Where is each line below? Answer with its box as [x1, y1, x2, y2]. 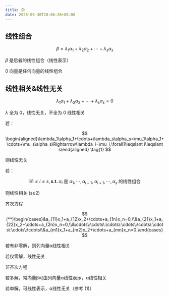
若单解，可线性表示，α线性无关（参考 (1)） [5, 285, 94, 291]
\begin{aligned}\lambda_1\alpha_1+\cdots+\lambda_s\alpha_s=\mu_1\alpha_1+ [5, 136, 164, 142]
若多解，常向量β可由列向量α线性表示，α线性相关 [5, 274, 107, 280]
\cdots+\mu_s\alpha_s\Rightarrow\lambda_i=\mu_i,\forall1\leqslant [7, 141, 143, 147]
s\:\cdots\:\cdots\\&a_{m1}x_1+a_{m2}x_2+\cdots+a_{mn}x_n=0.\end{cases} [6, 226, 163, 232]
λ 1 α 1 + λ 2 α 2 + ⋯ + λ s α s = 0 [56, 98, 114, 105]
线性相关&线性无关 [5, 84, 63, 93]
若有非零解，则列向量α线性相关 [5, 243, 71, 249]
